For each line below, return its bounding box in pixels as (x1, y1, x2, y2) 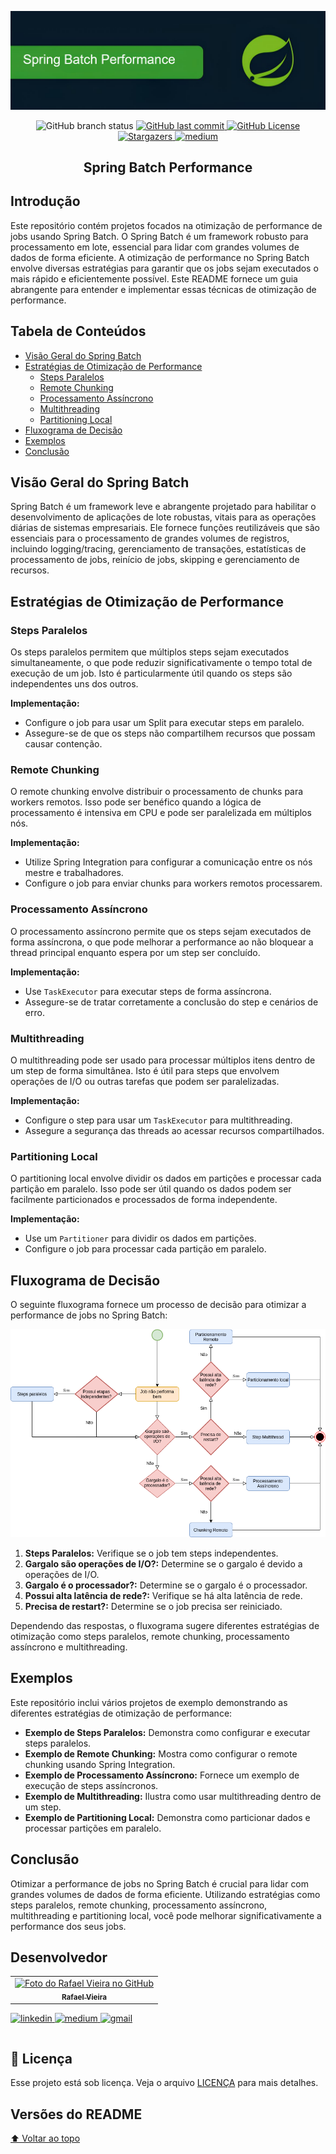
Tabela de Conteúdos (10, 323, 147, 340)
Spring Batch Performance (83, 159, 253, 176)
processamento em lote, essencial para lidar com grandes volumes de (10, 241, 300, 253)
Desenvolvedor (10, 1949, 108, 1966)
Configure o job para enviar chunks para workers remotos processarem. (24, 877, 323, 890)
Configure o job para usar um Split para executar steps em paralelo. (24, 717, 305, 729)
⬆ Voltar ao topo (10, 2132, 81, 2145)
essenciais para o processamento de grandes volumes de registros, (10, 532, 290, 545)
